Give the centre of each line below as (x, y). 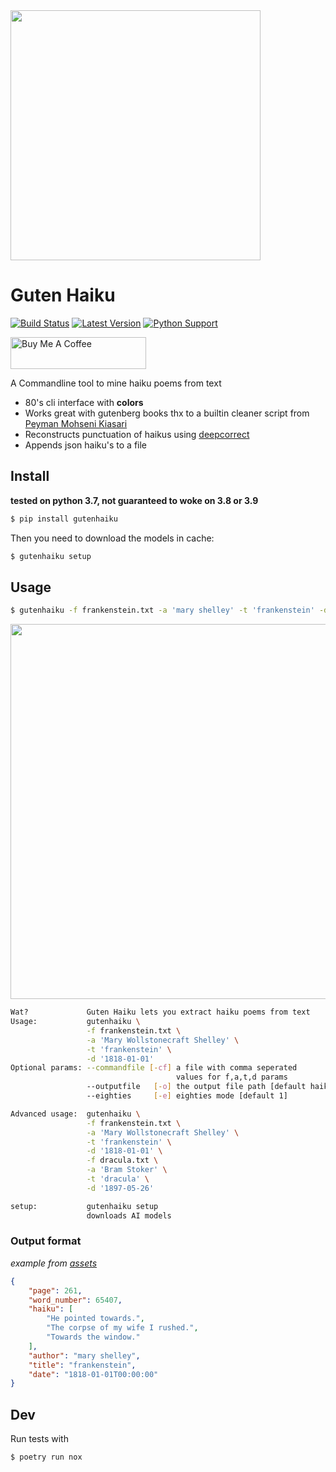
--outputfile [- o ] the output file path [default (196, 1087)
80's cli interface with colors (84, 402)
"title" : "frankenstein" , (82, 1365)
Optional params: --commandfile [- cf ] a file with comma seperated (154, 1068)
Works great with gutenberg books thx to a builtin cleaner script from (167, 413)
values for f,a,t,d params (231, 1077)
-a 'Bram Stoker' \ (127, 1170)
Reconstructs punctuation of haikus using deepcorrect (137, 434)
